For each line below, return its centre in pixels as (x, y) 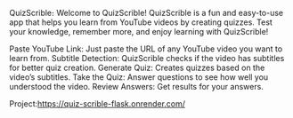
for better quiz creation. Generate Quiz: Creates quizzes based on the (137, 67)
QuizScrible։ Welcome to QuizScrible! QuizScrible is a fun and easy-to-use (146, 13)
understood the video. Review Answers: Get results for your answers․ (137, 87)
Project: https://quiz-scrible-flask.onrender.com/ (97, 104)
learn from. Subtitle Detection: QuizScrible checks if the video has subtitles (147, 58)
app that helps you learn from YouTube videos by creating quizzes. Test (141, 22)
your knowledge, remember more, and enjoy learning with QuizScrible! (139, 31)
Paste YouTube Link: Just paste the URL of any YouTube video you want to (146, 49)
